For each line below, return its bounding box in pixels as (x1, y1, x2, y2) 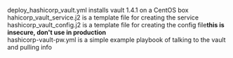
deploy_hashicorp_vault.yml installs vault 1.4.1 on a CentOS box (7, 6, 189, 14)
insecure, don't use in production (7, 28, 107, 36)
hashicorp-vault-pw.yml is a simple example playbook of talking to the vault (7, 36, 226, 44)
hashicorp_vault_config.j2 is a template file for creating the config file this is (7, 21, 225, 29)
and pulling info (7, 43, 53, 51)
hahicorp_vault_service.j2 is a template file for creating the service (7, 13, 199, 22)
